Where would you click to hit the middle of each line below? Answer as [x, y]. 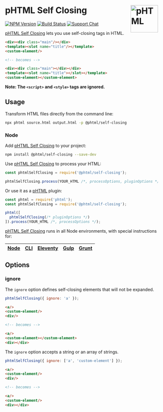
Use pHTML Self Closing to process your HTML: [53, 164]
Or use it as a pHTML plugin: [33, 190]
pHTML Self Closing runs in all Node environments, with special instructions [81, 231]
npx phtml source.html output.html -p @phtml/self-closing [66, 123]
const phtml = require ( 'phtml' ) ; [39, 199]
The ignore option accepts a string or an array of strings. [62, 352]
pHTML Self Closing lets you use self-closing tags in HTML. [65, 33]
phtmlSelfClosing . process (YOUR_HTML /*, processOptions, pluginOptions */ [82, 181]
